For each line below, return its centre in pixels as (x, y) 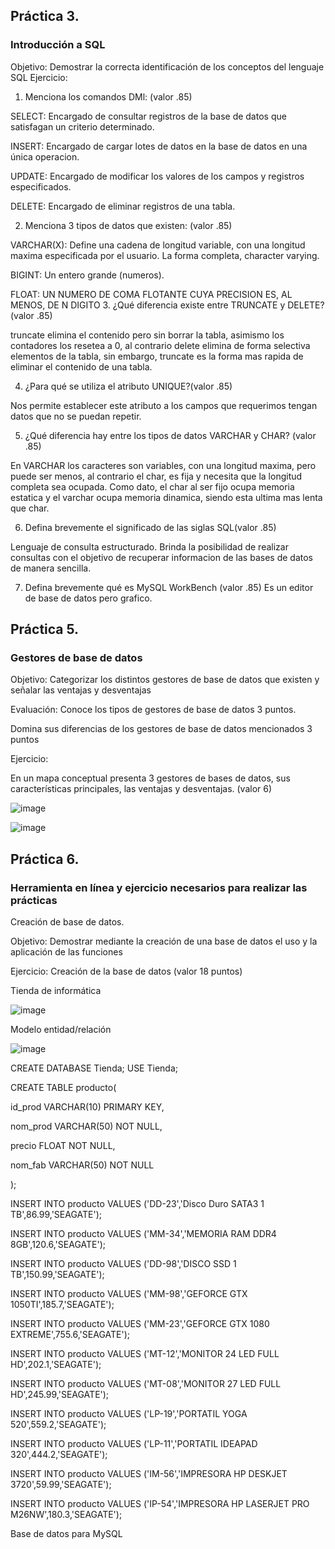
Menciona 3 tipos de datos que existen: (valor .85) (128, 225)
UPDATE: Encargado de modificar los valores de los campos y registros (157, 176)
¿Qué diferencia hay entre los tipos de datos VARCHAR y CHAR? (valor (170, 435)
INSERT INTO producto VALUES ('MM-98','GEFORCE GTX (129, 1294)
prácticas (34, 900)
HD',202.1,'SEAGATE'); (56, 1365)
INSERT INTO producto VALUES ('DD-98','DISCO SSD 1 (123, 1264)
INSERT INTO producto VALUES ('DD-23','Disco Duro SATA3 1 (137, 1204)
